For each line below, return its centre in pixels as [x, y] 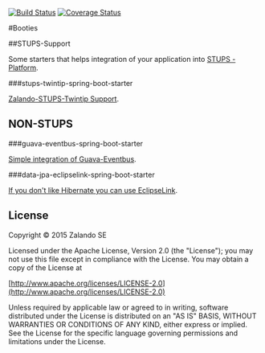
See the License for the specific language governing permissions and [123, 333]
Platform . [23, 68]
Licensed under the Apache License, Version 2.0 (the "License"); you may [131, 250]
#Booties [23, 28]
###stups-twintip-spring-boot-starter [71, 83]
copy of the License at [45, 267]
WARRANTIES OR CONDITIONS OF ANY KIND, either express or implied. [128, 324]
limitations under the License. [57, 341]
